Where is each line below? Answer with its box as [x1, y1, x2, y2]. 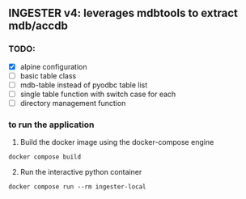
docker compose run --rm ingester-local [8, 183, 147, 191]
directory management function [19, 98, 126, 108]
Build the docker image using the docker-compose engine [19, 138, 214, 147]
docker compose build [8, 153, 82, 161]
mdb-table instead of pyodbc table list [19, 80, 148, 90]
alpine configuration [19, 61, 87, 71]
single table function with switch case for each [19, 89, 176, 99]
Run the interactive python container [19, 167, 142, 177]
